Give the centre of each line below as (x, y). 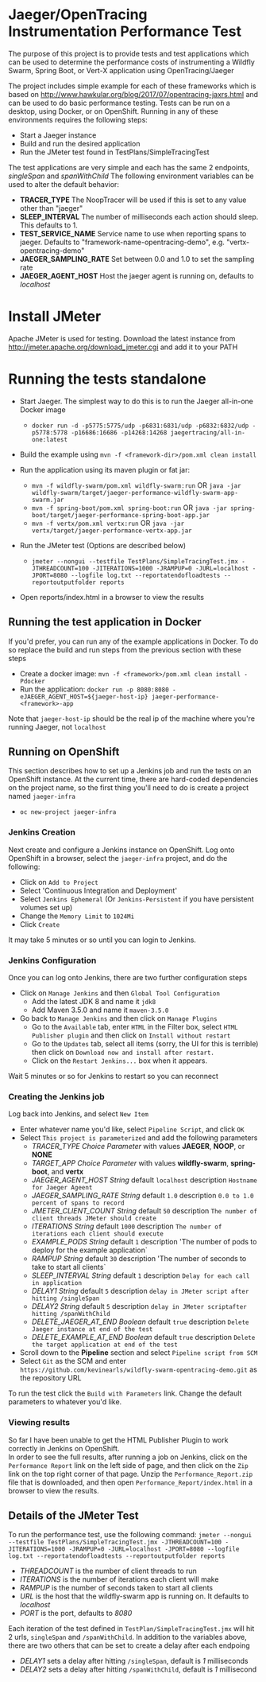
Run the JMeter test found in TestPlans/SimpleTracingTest (114, 152)
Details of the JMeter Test (73, 1516)
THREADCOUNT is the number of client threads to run (108, 1571)
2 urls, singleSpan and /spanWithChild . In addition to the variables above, (128, 1637)
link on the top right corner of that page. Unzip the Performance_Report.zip (131, 1474)
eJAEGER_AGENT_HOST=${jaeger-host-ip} (84, 697)
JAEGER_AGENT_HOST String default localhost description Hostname (145, 1180)
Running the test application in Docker (105, 622)
